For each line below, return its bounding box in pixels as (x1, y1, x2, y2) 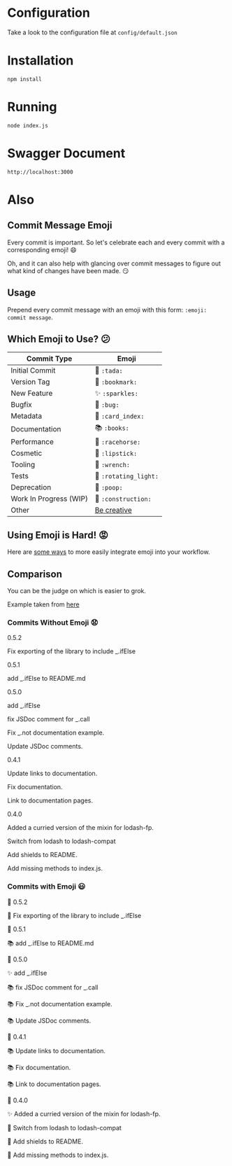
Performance (10, 437, 54, 447)
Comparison (7, 568, 63, 580)
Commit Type (27, 354, 73, 363)
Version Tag (10, 377, 50, 387)
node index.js (7, 122, 49, 129)
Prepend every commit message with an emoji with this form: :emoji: (7, 305, 208, 314)
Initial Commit (10, 366, 56, 375)
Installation (7, 53, 74, 69)
